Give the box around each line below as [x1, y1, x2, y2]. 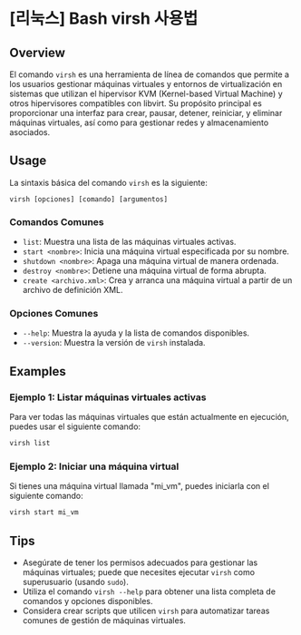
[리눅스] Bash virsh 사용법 [9, 8, 199, 29]
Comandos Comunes [9, 215, 104, 228]
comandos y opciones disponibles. [22, 595, 153, 606]
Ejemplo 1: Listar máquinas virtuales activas [9, 391, 207, 404]
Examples [9, 364, 66, 379]
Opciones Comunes [9, 308, 99, 320]
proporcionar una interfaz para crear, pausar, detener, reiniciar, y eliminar [9, 108, 283, 118]
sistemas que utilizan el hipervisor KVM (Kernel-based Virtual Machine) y [9, 88, 283, 99]
